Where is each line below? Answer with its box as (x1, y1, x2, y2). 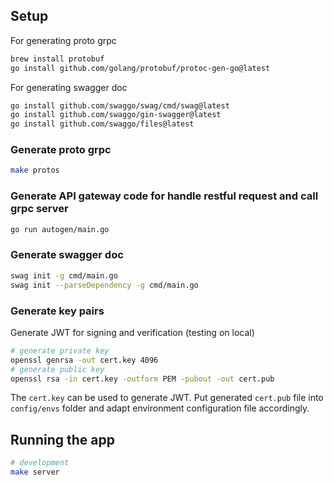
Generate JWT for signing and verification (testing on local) (10, 326, 255, 338)
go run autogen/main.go (10, 224, 110, 234)
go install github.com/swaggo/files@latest (10, 119, 195, 129)
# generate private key (10, 345, 110, 356)
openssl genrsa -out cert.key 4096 (10, 355, 159, 365)
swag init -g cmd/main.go (10, 270, 118, 281)
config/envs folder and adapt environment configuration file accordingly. (10, 402, 310, 414)
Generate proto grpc (10, 143, 112, 157)
